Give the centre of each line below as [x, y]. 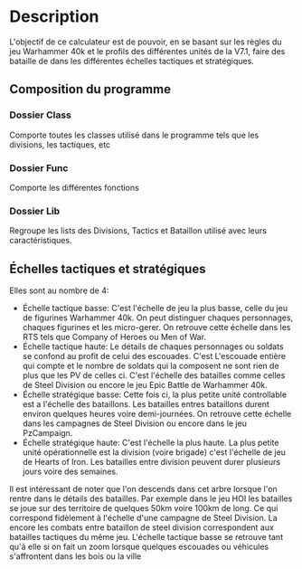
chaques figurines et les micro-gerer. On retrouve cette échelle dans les [156, 327]
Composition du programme [90, 89]
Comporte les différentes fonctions [75, 187]
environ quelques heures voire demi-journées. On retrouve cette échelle [157, 414]
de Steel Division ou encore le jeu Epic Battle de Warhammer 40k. [145, 385]
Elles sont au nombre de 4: [59, 290]
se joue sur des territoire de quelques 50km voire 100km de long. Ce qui [144, 508]
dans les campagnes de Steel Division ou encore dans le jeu [134, 423]
